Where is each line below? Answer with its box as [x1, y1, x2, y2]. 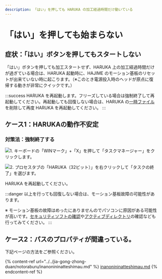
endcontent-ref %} [5, 269, 43, 275]
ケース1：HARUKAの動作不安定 [5, 120, 99, 129]
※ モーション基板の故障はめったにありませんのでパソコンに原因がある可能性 [5, 207, 157, 213]
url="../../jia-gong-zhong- [36, 259, 87, 264]
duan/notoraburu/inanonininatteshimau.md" [5, 264, 92, 270]
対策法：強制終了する [5, 136, 55, 143]
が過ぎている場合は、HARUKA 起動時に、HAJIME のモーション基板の [5, 70, 143, 76]
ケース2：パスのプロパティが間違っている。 [5, 235, 135, 243]
